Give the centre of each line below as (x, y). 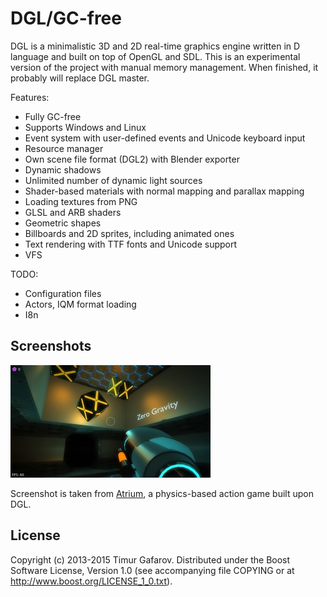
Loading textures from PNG (81, 201)
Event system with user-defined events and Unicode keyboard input (165, 138)
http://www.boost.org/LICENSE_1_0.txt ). (91, 581)
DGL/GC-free (66, 18)
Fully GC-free (53, 116)
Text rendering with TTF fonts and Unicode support (131, 244)
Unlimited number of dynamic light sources (113, 180)
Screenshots (51, 346)
